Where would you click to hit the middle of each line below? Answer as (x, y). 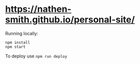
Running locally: (22, 33)
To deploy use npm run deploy (36, 56)
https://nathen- (38, 9)
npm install (18, 42)
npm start (16, 47)
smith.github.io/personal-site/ (70, 20)
